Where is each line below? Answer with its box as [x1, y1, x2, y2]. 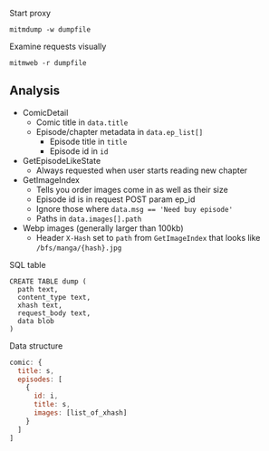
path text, [17, 284, 59, 293]
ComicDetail [22, 107, 69, 118]
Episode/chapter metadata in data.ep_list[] [35, 126, 204, 137]
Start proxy [9, 8, 52, 18]
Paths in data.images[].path [35, 213, 142, 224]
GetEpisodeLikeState [22, 155, 101, 166]
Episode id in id [49, 145, 109, 157]
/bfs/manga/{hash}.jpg [35, 244, 122, 253]
